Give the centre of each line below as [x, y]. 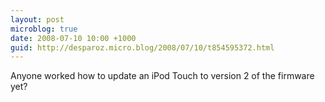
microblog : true [44, 29]
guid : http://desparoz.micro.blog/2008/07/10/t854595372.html [142, 47]
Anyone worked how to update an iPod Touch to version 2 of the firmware [162, 76]
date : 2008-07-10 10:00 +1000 [73, 38]
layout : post [37, 19]
